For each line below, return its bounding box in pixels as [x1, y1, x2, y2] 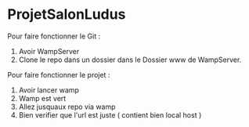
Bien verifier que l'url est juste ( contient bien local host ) [18, 110, 202, 119]
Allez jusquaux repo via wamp [18, 102, 116, 111]
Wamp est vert [18, 93, 67, 103]
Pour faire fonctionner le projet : [7, 70, 110, 79]
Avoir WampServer [18, 46, 80, 56]
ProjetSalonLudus [7, 5, 126, 24]
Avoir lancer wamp [18, 85, 80, 95]
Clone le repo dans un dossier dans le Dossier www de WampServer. [18, 55, 242, 64]
